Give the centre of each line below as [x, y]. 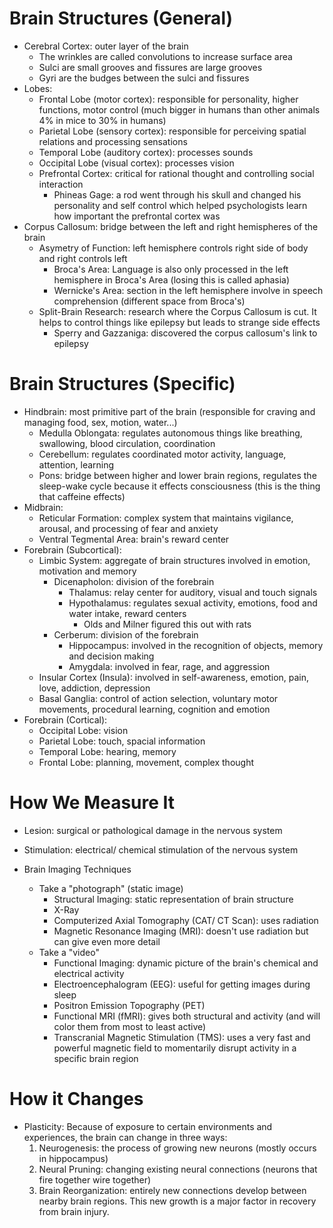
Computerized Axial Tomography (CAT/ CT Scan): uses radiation [186, 920]
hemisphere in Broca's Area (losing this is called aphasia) [172, 279]
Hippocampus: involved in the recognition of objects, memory [196, 645]
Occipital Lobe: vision [83, 730]
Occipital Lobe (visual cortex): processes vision [136, 163]
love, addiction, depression [94, 688]
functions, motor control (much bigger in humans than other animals [179, 109]
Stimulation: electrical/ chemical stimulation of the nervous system [161, 849]
